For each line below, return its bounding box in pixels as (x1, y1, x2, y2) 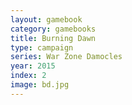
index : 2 (10, 71, 47, 81)
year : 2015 (10, 61, 56, 71)
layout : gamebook (10, 14, 83, 25)
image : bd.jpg (10, 80, 70, 90)
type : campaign (10, 42, 74, 53)
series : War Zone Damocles (10, 52, 123, 62)
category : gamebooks (10, 24, 97, 34)
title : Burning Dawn (10, 33, 97, 43)
